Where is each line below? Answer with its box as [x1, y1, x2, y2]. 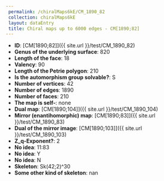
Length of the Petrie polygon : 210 [14, 67, 99, 75]
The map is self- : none [14, 99, 71, 107]
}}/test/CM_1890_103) [14, 131, 67, 138]
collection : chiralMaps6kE [8, 14, 76, 20]
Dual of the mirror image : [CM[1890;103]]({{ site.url [14, 125, 142, 132]
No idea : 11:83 [14, 144, 50, 151]
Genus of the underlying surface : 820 [14, 49, 110, 56]
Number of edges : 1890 [14, 86, 74, 93]
